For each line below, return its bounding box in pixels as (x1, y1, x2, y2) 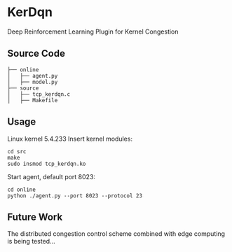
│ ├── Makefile (7, 97, 58, 104)
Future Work (7, 211, 63, 223)
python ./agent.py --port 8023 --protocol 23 (7, 192, 142, 199)
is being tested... (7, 237, 55, 246)
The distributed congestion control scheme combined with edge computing (7, 230, 226, 238)
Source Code (7, 48, 65, 59)
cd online (7, 186, 36, 193)
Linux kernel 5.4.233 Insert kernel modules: (7, 134, 133, 143)
